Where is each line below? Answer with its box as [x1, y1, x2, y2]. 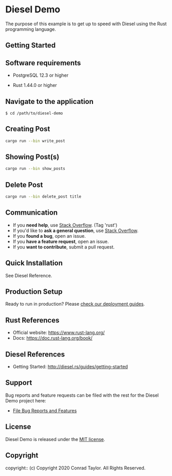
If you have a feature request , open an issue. [12, 238, 109, 244]
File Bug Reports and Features [12, 408, 77, 414]
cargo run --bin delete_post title [5, 194, 82, 199]
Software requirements [5, 58, 81, 67]
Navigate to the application [5, 97, 94, 106]
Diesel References [5, 350, 65, 359]
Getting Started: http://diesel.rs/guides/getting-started [12, 364, 128, 370]
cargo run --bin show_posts [5, 166, 66, 171]
